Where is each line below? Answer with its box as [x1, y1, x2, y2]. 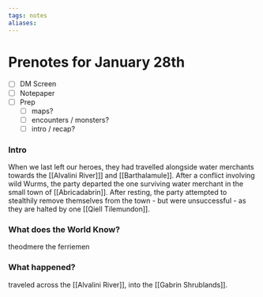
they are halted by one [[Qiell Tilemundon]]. [8, 204, 150, 214]
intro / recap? [31, 124, 76, 133]
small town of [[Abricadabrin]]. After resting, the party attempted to [8, 188, 227, 197]
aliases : [8, 19, 37, 27]
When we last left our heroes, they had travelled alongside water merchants [8, 162, 254, 172]
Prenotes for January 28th [8, 53, 186, 71]
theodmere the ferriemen [8, 242, 90, 252]
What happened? [8, 262, 76, 273]
